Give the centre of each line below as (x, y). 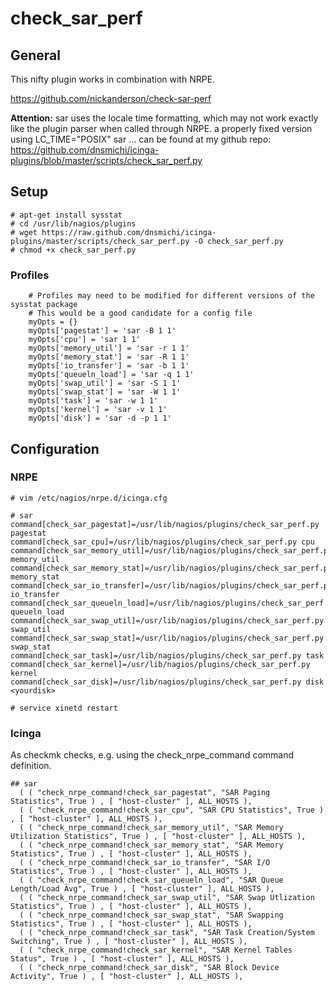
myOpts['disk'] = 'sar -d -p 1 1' (100, 418)
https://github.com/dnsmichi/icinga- (85, 150)
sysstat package (44, 305)
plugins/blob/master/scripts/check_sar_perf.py (106, 160)
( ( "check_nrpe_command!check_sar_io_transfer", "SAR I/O (145, 863)
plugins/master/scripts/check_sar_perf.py (100, 241)
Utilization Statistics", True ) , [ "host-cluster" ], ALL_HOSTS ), (158, 837)
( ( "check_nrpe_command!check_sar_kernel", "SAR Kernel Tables (156, 950)
